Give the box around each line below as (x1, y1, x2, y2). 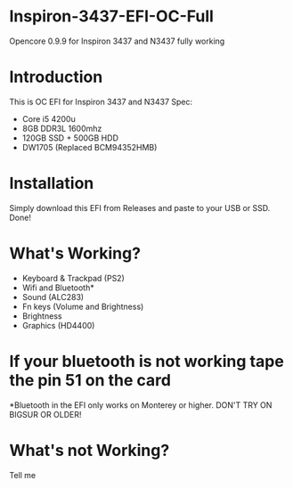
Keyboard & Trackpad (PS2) (21, 272, 125, 283)
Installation (9, 174, 94, 193)
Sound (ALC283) (21, 291, 85, 302)
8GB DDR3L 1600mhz (21, 123, 102, 134)
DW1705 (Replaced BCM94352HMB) (21, 142, 158, 152)
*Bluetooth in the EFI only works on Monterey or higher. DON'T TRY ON (9, 399, 273, 411)
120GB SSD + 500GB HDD (21, 132, 118, 143)
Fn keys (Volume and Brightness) (21, 301, 144, 312)
